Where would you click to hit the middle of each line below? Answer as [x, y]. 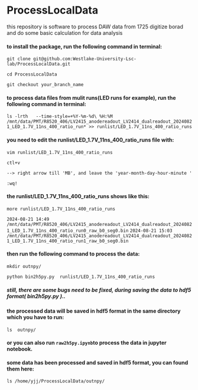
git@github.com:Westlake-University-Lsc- [85, 59]
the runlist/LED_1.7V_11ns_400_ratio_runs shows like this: [78, 196]
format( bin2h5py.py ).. [36, 296]
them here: [20, 369]
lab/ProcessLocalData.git [38, 64]
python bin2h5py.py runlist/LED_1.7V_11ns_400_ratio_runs [81, 277]
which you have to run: [35, 317]
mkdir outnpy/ [24, 266]
